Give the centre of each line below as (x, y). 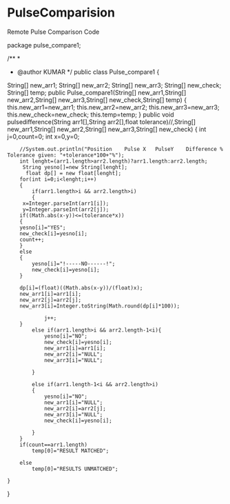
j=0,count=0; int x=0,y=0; (43, 137)
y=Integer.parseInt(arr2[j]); (66, 209)
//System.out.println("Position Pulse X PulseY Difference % (122, 149)
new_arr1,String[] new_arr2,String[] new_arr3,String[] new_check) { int (107, 129)
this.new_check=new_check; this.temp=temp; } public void (91, 114)
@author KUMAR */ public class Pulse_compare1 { (88, 72)
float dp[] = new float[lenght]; (73, 173)
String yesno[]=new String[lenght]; (75, 167)
